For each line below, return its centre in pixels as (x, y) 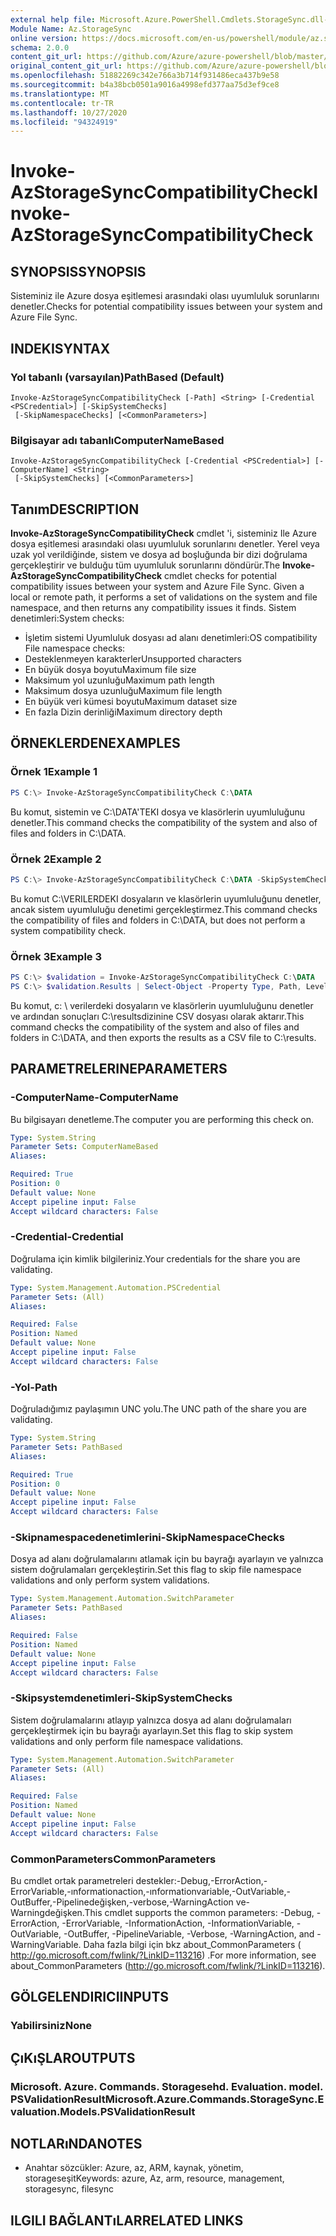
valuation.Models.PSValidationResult (103, 2111)
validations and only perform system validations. (110, 1580)
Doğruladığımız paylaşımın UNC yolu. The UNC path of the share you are (159, 1409)
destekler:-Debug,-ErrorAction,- (201, 1880)
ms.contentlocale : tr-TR (62, 103)
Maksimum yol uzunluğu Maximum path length (119, 680)
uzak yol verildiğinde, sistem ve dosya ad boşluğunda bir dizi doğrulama (159, 555)
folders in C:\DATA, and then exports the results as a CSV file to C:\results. (163, 1037)
